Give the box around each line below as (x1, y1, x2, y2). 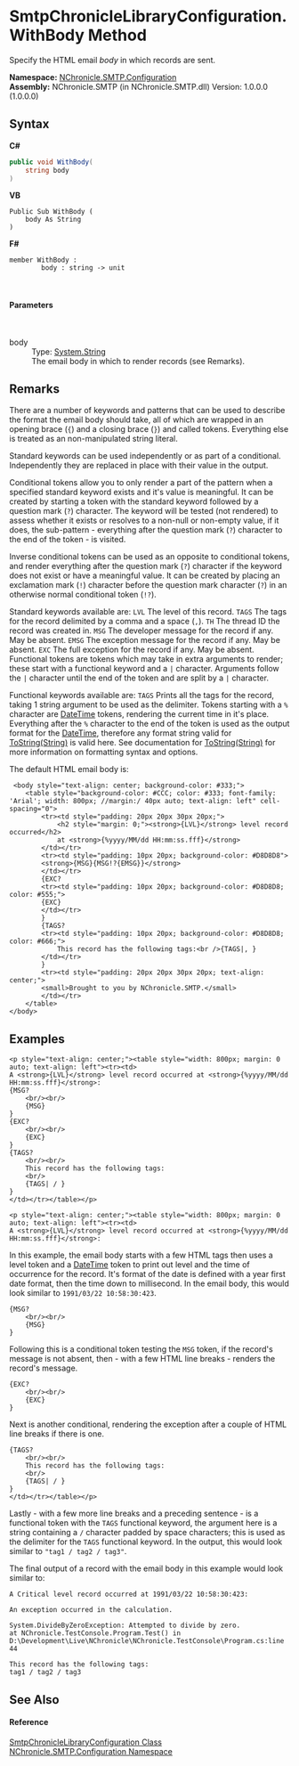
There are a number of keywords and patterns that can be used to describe (9, 405, 286, 416)
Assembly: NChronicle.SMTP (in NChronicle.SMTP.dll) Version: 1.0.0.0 (9, 81, 269, 92)
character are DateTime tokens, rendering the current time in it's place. (9, 709, 270, 720)
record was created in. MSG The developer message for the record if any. (9, 625, 274, 636)
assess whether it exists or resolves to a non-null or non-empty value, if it (9, 515, 279, 526)
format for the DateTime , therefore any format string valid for (9, 728, 232, 738)
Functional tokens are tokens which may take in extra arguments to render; (9, 654, 283, 664)
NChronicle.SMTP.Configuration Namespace (9, 1746, 174, 1756)
